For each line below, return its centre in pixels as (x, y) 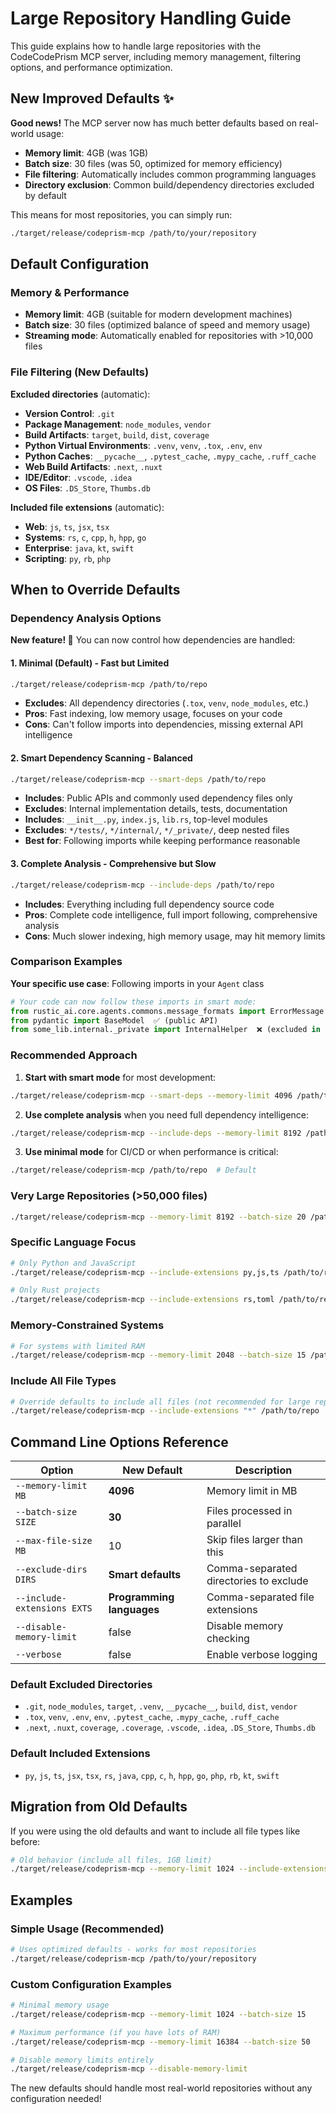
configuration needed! (56, 2099)
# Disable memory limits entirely (82, 2060)
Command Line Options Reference (119, 1442)
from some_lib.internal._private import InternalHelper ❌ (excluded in (165, 1030)
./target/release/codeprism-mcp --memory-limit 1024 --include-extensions (169, 1869)
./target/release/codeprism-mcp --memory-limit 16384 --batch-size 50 (160, 2042)
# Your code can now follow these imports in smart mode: (133, 1002)
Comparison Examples (66, 962)
